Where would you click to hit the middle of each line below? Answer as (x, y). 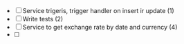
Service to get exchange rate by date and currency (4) (100, 27)
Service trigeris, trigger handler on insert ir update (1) (98, 11)
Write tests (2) (43, 19)
